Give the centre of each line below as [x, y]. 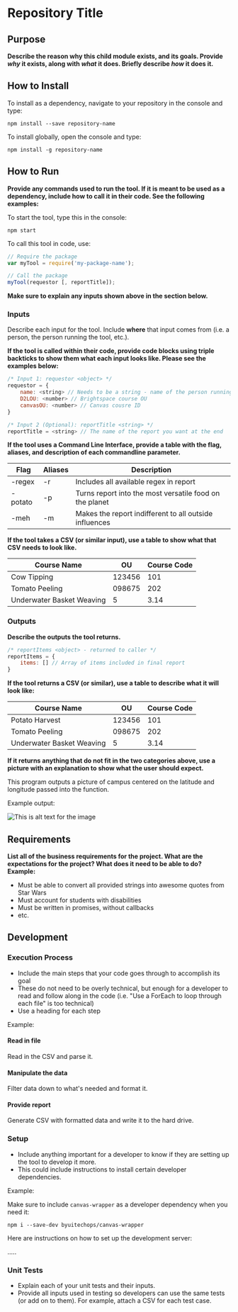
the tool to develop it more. [57, 1162]
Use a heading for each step [59, 1011]
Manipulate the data [38, 1072]
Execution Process [40, 958]
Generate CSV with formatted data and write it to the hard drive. [101, 1121]
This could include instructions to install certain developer [102, 1169]
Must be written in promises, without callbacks [86, 908]
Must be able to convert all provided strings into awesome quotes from [121, 885]
